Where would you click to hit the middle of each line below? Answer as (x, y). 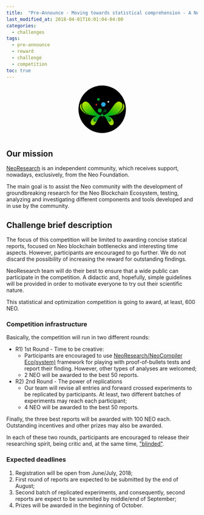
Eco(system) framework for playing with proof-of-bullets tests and (107, 362)
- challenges (28, 32)
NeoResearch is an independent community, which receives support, (93, 168)
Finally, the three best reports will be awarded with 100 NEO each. (89, 419)
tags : (13, 39)
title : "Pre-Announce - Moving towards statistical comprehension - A (99, 13)
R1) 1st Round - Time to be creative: (59, 349)
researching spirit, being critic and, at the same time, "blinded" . (85, 444)
